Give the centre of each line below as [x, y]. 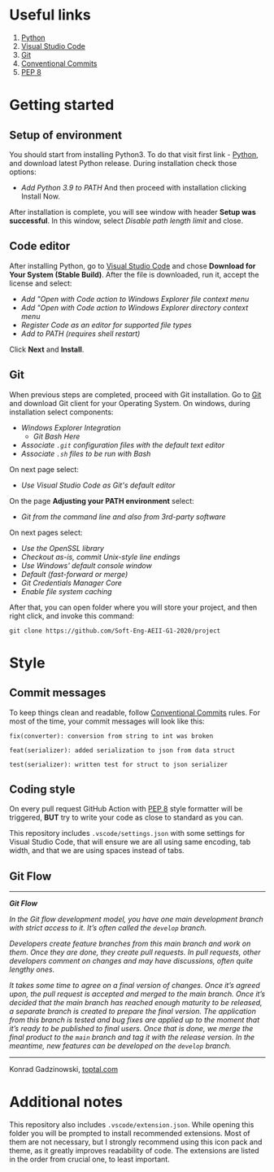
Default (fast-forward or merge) [74, 574]
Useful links [50, 15]
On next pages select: [46, 532]
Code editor [40, 246]
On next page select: [44, 469]
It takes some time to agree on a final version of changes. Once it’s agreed [135, 986]
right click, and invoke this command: [72, 615]
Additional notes [66, 1102]
